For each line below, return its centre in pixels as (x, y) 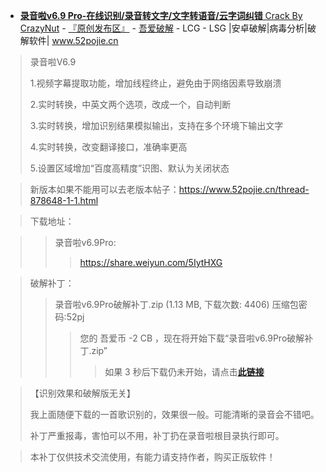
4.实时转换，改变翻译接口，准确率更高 (108, 147)
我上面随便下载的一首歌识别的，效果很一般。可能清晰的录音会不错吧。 (174, 414)
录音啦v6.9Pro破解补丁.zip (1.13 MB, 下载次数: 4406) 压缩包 (176, 304)
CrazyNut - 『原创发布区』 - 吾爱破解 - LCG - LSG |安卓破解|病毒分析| (163, 28)
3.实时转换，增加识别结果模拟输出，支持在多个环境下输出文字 (156, 125)
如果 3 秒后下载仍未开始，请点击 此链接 (184, 372)
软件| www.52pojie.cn (73, 40)
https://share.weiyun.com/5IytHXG (151, 262)
